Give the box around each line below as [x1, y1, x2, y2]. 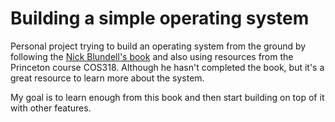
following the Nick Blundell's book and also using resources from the [10, 50, 294, 62]
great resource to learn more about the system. [10, 72, 205, 84]
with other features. [10, 102, 92, 114]
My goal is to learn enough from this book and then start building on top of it [10, 91, 325, 103]
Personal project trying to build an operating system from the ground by [10, 40, 307, 52]
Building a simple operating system [10, 7, 310, 30]
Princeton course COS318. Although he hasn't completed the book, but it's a [10, 61, 325, 73]
